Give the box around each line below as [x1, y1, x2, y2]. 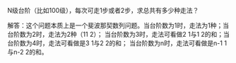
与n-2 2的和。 [7, 48, 48, 56]
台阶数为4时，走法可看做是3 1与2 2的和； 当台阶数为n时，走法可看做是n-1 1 [7, 39, 228, 47]
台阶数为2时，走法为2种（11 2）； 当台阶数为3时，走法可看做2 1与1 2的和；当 [7, 30, 230, 38]
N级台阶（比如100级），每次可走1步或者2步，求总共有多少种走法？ [7, 6, 199, 14]
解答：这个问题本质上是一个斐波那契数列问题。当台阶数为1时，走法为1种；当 [7, 21, 230, 30]
